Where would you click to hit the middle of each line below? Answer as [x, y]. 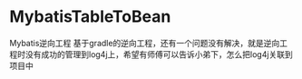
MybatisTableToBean [90, 17]
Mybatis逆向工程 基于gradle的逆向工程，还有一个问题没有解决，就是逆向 [145, 43]
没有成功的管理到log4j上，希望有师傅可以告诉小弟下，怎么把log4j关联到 [159, 54]
